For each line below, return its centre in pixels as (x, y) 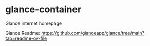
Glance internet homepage (34, 23)
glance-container (43, 9)
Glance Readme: (23, 33)
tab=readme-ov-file (26, 38)
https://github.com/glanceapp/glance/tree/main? (93, 33)
